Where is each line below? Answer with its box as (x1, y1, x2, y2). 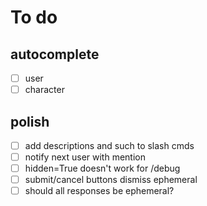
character (24, 84, 65, 96)
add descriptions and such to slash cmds (24, 139, 195, 151)
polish (10, 113, 50, 130)
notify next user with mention (24, 151, 146, 163)
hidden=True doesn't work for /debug (24, 162, 181, 175)
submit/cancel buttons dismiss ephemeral (24, 174, 198, 186)
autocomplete (10, 46, 100, 63)
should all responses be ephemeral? (24, 185, 175, 197)
